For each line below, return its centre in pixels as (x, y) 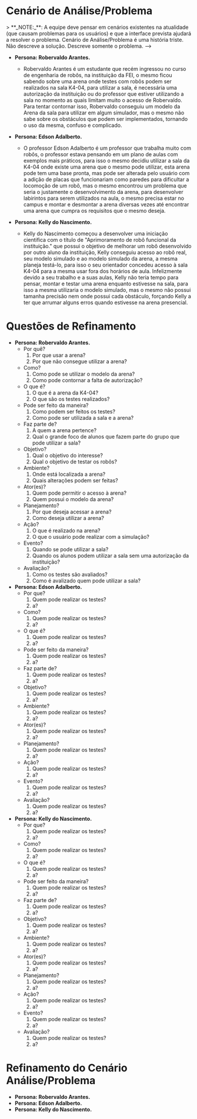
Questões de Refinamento (71, 326)
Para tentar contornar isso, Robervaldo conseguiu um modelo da (102, 106)
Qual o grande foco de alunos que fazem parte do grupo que (106, 436)
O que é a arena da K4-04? (65, 393)
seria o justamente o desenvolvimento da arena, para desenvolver (103, 192)
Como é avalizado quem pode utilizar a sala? (86, 580)
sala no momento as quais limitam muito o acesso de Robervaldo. (103, 100)
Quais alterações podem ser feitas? (75, 480)
